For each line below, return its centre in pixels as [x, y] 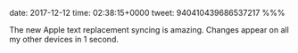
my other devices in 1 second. [64, 39]
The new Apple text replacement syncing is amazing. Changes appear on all [149, 30]
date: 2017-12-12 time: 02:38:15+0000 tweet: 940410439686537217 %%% [147, 13]
